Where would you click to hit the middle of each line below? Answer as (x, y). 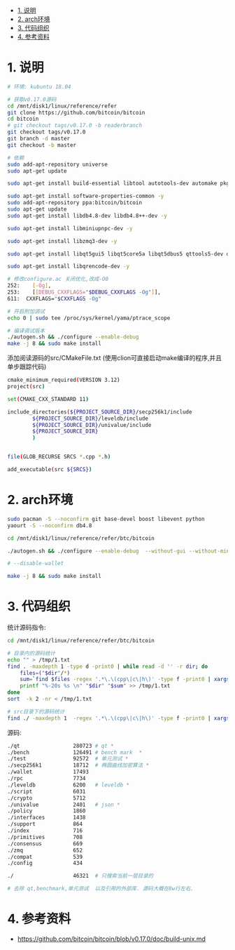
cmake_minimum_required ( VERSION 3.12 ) (64, 380)
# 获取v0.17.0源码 (32, 99)
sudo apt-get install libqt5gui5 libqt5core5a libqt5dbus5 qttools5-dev (115, 254)
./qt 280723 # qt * (60, 746)
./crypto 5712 (47, 798)
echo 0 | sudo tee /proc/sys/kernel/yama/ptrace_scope (89, 318)
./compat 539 (45, 857)
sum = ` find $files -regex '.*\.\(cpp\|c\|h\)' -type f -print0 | (115, 680)
